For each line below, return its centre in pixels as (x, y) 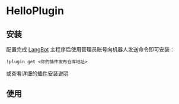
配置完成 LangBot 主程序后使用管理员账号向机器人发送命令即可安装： (90, 49)
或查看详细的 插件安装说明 (37, 73)
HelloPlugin (35, 11)
